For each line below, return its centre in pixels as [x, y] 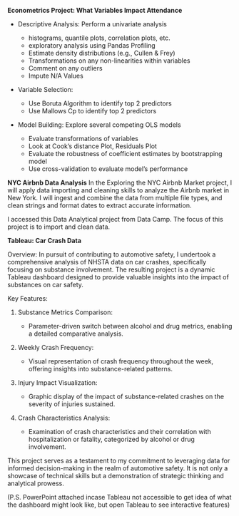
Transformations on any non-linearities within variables [109, 61]
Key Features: [27, 298]
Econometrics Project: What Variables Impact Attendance [95, 10]
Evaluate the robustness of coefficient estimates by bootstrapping [125, 154]
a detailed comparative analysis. [76, 334]
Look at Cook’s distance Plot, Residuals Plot [92, 146]
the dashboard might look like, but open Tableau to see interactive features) [119, 505]
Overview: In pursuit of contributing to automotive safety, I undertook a [112, 254]
